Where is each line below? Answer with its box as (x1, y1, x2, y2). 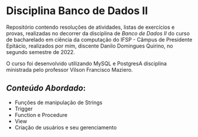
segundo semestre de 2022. (6, 48, 75, 55)
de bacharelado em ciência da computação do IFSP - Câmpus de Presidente (6, 36, 193, 43)
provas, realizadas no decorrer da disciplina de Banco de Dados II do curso (6, 29, 190, 36)
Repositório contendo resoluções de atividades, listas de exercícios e (6, 24, 175, 31)
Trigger (14, 105, 33, 112)
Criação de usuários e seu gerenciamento (14, 123, 117, 131)
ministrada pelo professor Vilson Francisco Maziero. (6, 66, 133, 73)
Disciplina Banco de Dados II (6, 4, 148, 18)
